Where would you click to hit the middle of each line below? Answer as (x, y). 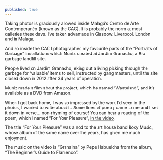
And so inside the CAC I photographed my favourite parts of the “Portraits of (81, 48)
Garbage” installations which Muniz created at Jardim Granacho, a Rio (75, 53)
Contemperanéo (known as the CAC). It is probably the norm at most (73, 28)
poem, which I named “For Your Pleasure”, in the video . (60, 118)
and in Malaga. (20, 39)
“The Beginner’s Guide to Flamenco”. (42, 152)
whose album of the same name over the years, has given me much (73, 132)
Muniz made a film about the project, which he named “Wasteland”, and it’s (80, 88)
